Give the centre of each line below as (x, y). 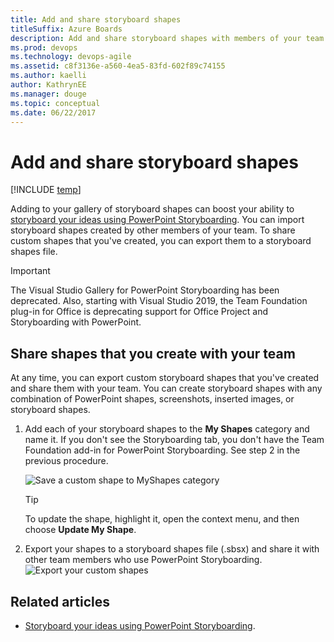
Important (30, 271)
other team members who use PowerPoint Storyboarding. (143, 560)
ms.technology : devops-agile (71, 57)
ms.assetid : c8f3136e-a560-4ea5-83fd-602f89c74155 (118, 66)
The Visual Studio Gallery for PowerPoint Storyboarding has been (145, 290)
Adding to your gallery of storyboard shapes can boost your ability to (152, 209)
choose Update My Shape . (80, 530)
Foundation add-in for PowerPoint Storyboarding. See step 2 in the (162, 450)
